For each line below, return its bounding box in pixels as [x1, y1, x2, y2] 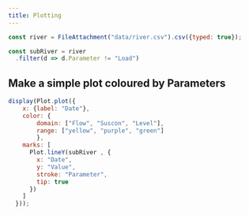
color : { [22, 112, 51, 120]
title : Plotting [8, 11, 62, 20]
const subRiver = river [8, 47, 87, 55]
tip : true [36, 178, 69, 186]
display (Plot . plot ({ [8, 98, 77, 106]
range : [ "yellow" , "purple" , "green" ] [36, 127, 164, 135]
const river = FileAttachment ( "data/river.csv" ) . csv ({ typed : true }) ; [8, 33, 243, 41]
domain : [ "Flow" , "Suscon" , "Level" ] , [36, 119, 164, 127]
